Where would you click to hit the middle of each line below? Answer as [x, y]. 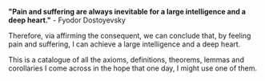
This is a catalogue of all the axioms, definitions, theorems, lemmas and [126, 60]
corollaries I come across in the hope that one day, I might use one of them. [133, 68]
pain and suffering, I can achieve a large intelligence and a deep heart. [124, 44]
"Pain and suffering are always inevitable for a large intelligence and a [127, 12]
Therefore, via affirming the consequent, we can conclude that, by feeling [130, 36]
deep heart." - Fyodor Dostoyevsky [67, 20]
